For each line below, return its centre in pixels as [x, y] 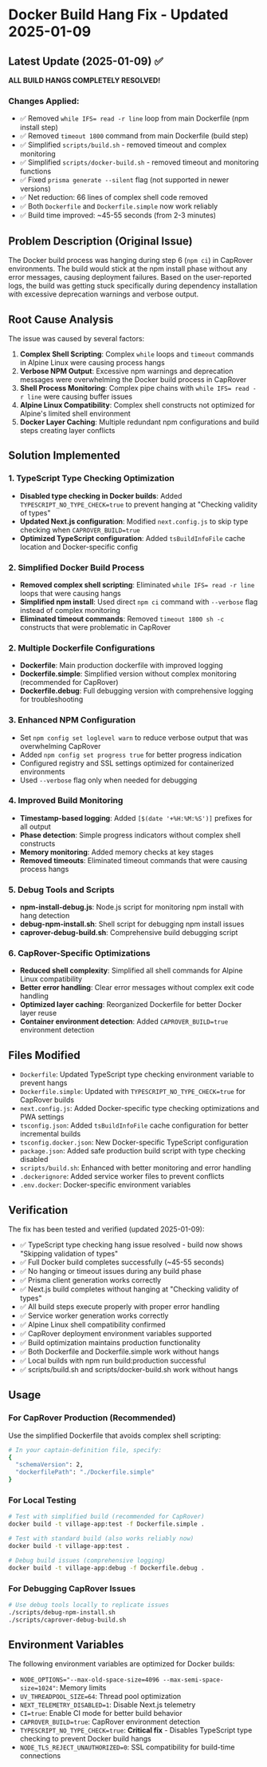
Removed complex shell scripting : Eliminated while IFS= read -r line [137, 584]
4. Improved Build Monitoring [66, 801]
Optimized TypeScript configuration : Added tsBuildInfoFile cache [132, 538]
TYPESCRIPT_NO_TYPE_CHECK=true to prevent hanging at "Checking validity [138, 504]
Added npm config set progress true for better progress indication [130, 754]
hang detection [45, 916]
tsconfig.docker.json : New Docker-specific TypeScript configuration [134, 1142]
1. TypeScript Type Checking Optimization [92, 479]
